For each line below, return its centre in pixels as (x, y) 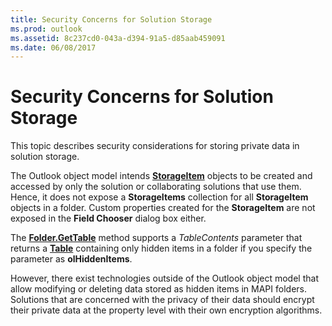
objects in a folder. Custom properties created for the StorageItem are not (163, 208)
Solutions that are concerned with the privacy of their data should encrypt (162, 300)
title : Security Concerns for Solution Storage (111, 19)
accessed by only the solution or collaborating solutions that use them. (156, 187)
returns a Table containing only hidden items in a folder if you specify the (161, 248)
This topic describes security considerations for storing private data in (155, 146)
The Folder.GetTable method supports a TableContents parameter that (156, 238)
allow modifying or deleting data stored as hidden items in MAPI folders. (158, 289)
